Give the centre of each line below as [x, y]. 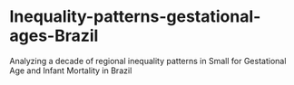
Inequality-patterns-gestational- [135, 17]
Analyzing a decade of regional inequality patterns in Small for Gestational [148, 61]
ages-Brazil [54, 36]
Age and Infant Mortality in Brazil [71, 71]
